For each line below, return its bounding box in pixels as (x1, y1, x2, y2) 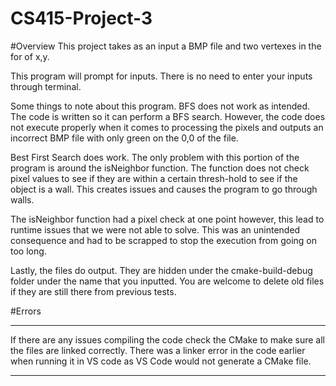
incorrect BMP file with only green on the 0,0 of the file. (10, 132, 239, 144)
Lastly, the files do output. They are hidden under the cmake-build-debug (10, 264, 313, 276)
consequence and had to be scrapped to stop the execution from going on (10, 234, 317, 246)
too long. (10, 245, 47, 257)
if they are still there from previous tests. (10, 285, 177, 297)
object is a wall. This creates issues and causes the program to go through (10, 183, 318, 195)
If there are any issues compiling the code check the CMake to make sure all (10, 333, 325, 346)
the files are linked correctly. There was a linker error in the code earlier (10, 344, 306, 356)
